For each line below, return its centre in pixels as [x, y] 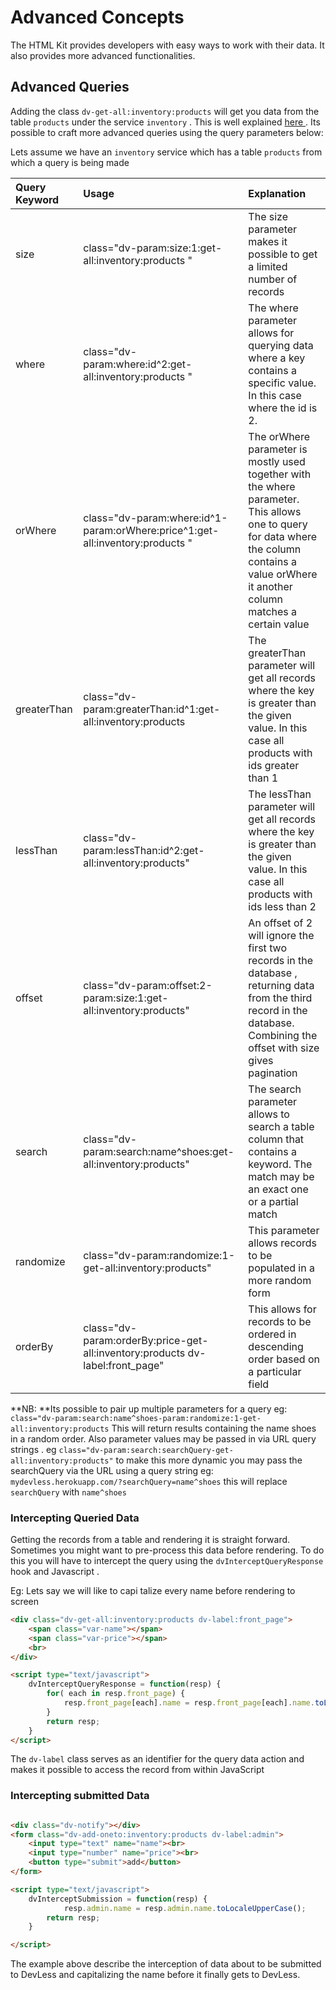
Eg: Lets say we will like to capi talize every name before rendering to [153, 1591]
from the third [280, 998]
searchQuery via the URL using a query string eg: [112, 1470]
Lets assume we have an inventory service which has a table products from [166, 152]
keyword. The [280, 1164]
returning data [281, 985]
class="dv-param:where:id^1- [155, 518]
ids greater [274, 765]
